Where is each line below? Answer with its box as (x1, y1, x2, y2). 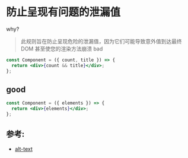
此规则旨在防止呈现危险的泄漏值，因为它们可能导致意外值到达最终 (20, 37, 182, 45)
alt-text (14, 145, 33, 152)
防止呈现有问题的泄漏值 (6, 5, 121, 19)
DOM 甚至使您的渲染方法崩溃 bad (20, 45, 103, 52)
